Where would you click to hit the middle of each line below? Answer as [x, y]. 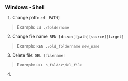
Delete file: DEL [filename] [39, 55]
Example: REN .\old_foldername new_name [58, 46]
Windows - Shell [25, 7]
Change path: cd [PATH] [36, 18]
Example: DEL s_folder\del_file [49, 65]
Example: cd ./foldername [43, 27]
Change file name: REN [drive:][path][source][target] [68, 37]
